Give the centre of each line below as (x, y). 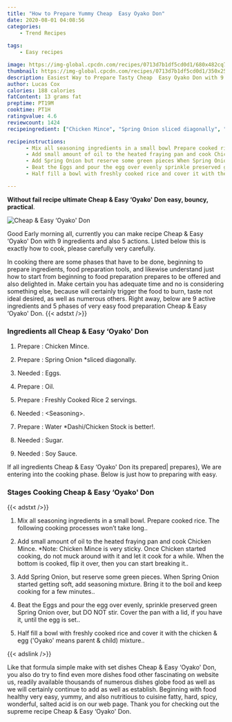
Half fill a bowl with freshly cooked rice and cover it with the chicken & (117, 633)
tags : (15, 46)
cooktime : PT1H (29, 110)
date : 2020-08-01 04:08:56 (46, 20)
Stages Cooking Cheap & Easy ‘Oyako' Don (81, 492)
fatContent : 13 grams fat (44, 97)
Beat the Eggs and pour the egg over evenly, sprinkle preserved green (117, 605)
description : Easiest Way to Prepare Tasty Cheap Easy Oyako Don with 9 (116, 78)
